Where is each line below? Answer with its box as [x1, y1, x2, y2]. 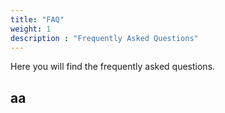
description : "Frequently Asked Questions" [10, 33, 199, 43]
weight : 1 [10, 24, 52, 34]
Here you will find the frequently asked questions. [10, 61, 216, 73]
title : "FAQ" [10, 14, 65, 25]
